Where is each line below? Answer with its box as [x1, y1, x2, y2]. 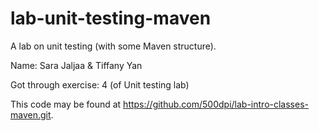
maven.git [10, 108, 52, 121]
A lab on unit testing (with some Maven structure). [10, 40, 217, 52]
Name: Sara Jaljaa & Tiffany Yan [10, 59, 143, 71]
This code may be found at [10, 98, 122, 110]
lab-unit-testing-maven [10, 7, 212, 30]
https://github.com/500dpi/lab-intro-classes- [123, 98, 310, 110]
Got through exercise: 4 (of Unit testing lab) [10, 78, 190, 91]
